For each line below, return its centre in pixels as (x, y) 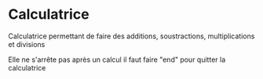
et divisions (27, 44)
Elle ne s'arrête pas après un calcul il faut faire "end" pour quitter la (117, 59)
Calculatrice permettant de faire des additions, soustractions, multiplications (131, 36)
